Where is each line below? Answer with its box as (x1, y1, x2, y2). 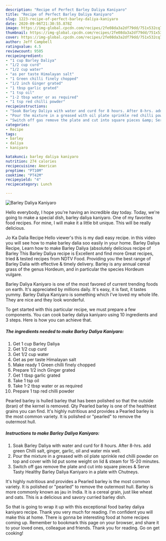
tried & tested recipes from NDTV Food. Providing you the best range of (5, 256, 151, 261)
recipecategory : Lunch (5, 182, 52, 187)
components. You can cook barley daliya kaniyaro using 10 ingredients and (5, 312, 158, 317)
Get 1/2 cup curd (12, 346, 47, 352)
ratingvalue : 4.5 (5, 44, 41, 49)
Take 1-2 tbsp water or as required (12, 383, 83, 389)
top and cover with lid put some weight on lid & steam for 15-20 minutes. (12, 458, 160, 464)
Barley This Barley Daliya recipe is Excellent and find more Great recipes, (5, 250, 154, 256)
